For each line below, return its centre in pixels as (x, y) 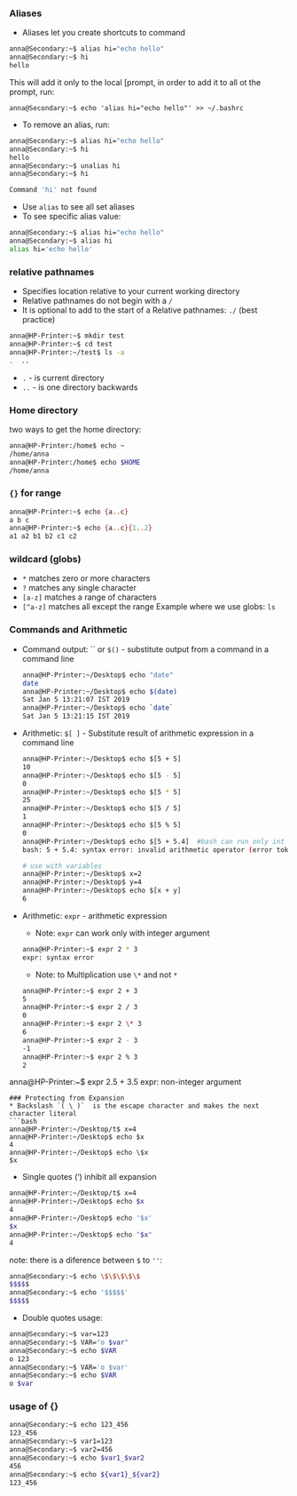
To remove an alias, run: (66, 124)
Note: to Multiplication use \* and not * (106, 975)
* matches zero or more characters (86, 578)
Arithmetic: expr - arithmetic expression (94, 915)
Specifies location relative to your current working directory (131, 291)
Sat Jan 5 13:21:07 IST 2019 (76, 700)
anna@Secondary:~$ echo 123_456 (69, 1425)
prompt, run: (32, 92)
